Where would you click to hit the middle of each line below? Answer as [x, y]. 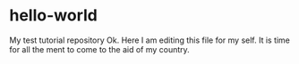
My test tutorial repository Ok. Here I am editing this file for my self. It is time [150, 40]
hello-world [54, 16]
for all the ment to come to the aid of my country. [99, 49]
